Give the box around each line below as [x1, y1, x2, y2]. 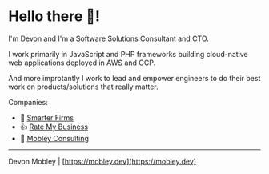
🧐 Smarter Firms [19, 112, 74, 123]
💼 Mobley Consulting [19, 133, 90, 143]
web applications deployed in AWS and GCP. [8, 58, 156, 67]
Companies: [8, 97, 48, 107]
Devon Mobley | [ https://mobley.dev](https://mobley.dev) [8, 156, 197, 166]
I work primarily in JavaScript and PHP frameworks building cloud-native [8, 49, 248, 59]
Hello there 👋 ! [8, 7, 100, 26]
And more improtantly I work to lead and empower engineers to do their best [8, 73, 261, 83]
